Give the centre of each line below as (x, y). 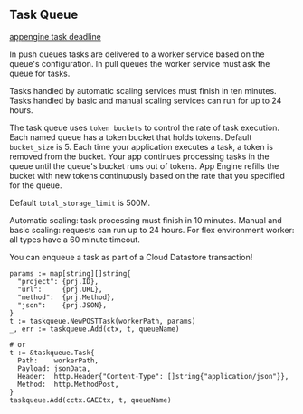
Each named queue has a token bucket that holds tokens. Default (131, 137)
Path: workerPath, (58, 361)
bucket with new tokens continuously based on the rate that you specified (147, 175)
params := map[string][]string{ (70, 273)
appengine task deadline (55, 36)
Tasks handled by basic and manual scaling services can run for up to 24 (146, 100)
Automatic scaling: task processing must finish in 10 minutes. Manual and (146, 220)
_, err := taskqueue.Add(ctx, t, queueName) (95, 329)
